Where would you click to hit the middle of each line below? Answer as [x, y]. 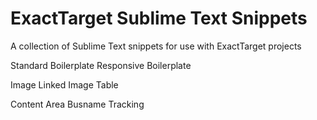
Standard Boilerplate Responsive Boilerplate [101, 65]
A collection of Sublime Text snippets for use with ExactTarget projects [156, 46]
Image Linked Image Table [64, 84]
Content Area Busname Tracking [77, 104]
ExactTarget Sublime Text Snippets [159, 18]
